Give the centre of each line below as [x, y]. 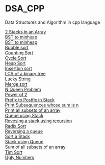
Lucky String [18, 79]
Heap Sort [15, 63]
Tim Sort [14, 152]
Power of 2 [16, 95]
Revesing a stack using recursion [39, 121]
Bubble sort [17, 47]
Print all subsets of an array [33, 110]
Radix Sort [15, 126]
